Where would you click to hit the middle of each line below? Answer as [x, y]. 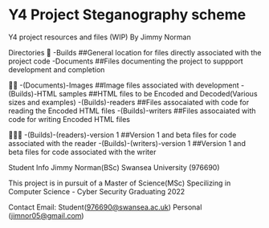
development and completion [57, 69]
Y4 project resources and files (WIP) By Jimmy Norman [100, 37]
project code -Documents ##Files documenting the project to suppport [126, 61]
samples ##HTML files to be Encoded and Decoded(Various [159, 93]
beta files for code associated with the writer [82, 152]
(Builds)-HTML [33, 93]
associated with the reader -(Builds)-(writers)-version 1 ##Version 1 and [127, 143]
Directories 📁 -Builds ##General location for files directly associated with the [135, 52]
